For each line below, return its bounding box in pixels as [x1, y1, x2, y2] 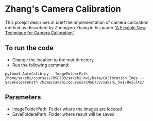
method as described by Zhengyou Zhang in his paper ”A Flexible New [5, 24, 146, 30]
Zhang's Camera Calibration [5, 3, 121, 15]
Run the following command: [12, 62, 69, 68]
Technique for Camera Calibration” [5, 30, 75, 35]
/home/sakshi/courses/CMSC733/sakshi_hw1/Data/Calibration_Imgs [5, 75, 138, 81]
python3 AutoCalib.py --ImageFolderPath [5, 71, 88, 76]
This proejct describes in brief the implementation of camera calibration [5, 19, 149, 25]
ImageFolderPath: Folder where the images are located [12, 106, 122, 112]
